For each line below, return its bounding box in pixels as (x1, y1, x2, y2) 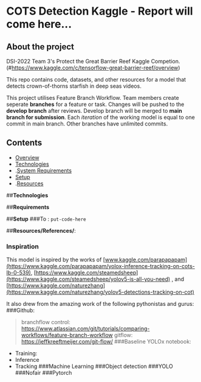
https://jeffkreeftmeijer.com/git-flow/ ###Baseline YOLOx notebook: (21, 338, 191, 345)
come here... (6, 17, 72, 31)
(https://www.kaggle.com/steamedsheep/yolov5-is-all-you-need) (6, 275, 171, 283)
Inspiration (6, 242, 39, 250)
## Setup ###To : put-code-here (6, 215, 86, 222)
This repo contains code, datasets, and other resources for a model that (6, 76, 186, 83)
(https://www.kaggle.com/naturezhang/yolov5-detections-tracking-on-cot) (6, 288, 194, 296)
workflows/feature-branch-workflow (21, 331, 114, 339)
